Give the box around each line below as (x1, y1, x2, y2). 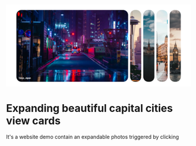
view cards (6, 114, 61, 127)
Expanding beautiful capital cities (6, 101, 173, 115)
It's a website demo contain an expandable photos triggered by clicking (6, 134, 179, 141)
